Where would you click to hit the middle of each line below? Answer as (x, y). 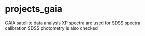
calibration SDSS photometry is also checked (52, 28)
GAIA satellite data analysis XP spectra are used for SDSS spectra (73, 23)
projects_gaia (34, 9)
